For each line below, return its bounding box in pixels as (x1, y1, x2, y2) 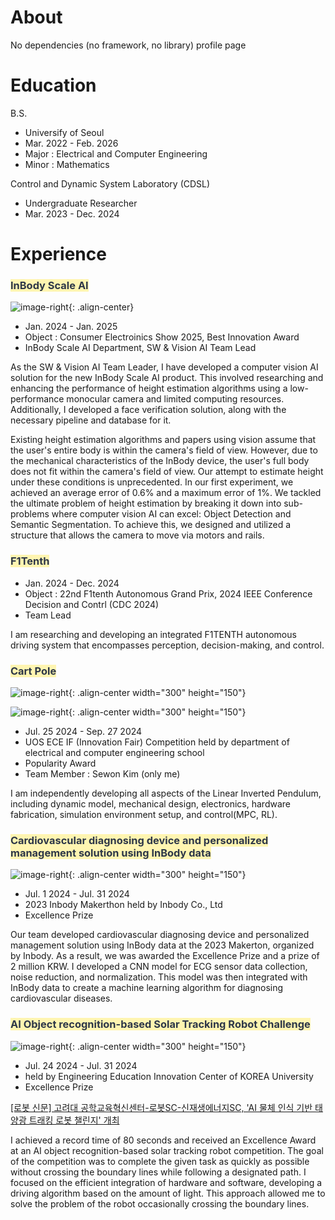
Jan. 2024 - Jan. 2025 (24, 321, 118, 333)
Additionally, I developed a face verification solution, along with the (10, 404, 287, 416)
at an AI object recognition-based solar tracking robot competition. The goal (10, 1144, 324, 1156)
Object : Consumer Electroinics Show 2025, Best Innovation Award (24, 331, 300, 343)
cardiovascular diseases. (10, 992, 113, 1005)
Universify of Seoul (24, 126, 105, 138)
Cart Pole (10, 664, 57, 678)
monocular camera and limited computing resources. (66, 393, 285, 405)
